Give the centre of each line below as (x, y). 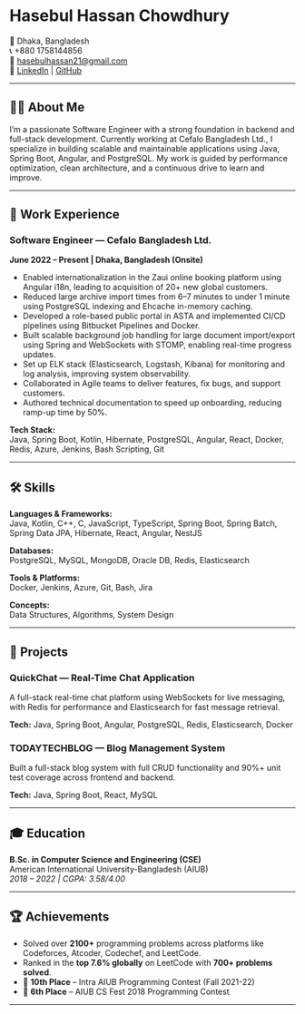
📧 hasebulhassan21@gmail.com (69, 61)
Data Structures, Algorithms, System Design (92, 615)
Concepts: (30, 605)
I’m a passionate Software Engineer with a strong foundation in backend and (152, 129)
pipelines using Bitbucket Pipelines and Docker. (111, 326)
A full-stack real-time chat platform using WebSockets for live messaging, (148, 697)
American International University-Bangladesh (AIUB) (109, 869)
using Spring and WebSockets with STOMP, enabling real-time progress (157, 345)
